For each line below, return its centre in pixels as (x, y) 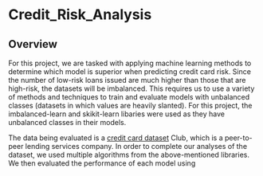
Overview (33, 44)
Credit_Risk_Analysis (80, 15)
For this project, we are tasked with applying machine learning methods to (130, 63)
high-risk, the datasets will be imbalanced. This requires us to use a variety (131, 88)
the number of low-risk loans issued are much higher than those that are (127, 80)
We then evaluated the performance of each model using (102, 163)
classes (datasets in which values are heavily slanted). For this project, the (130, 106)
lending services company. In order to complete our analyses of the (136, 146)
